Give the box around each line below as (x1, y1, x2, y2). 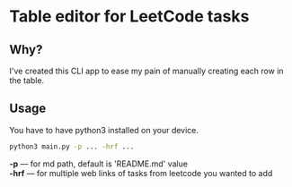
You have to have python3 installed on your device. (9, 124, 199, 135)
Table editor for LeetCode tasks (9, 6, 250, 27)
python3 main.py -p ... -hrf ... (9, 141, 135, 151)
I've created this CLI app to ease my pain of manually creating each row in (9, 65, 285, 76)
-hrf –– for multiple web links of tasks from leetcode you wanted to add (9, 167, 273, 178)
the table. (9, 75, 45, 86)
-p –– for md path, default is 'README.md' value (9, 158, 189, 169)
